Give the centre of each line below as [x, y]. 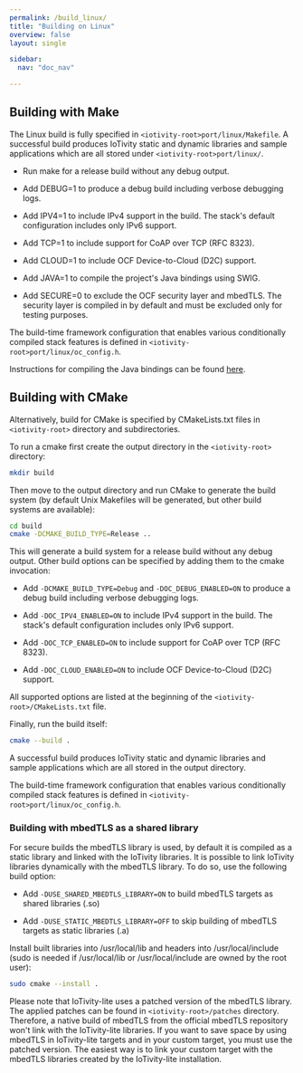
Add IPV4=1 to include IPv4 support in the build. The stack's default [149, 216]
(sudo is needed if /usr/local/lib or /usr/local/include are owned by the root [148, 958]
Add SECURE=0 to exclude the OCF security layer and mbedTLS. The [152, 295]
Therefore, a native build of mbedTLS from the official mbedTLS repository [149, 1020]
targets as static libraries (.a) [76, 931]
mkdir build [32, 473]
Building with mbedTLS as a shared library [104, 828]
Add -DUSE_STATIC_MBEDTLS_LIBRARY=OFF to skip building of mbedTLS [150, 921]
